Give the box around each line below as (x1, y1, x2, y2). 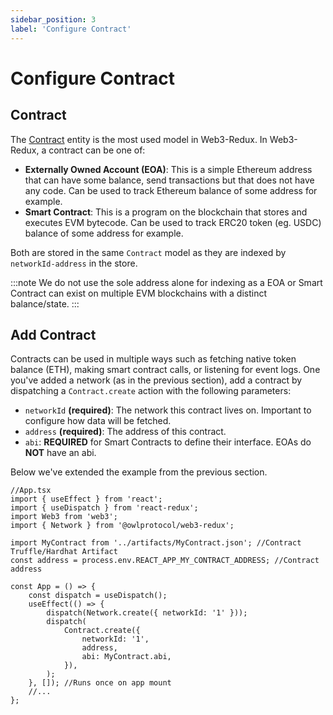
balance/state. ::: (10, 297, 80, 310)
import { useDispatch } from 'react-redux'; (10, 503, 199, 513)
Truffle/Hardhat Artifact (10, 547, 118, 557)
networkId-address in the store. (10, 257, 138, 269)
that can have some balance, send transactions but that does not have (24, 174, 315, 186)
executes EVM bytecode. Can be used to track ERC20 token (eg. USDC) (24, 216, 322, 228)
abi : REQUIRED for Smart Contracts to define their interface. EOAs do (24, 436, 312, 448)
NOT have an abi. (24, 447, 97, 459)
